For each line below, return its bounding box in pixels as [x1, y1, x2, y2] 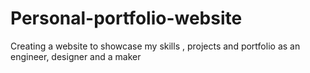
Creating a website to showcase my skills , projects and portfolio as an [10, 40, 301, 52]
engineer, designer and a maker [10, 50, 142, 62]
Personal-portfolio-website [10, 7, 243, 30]
